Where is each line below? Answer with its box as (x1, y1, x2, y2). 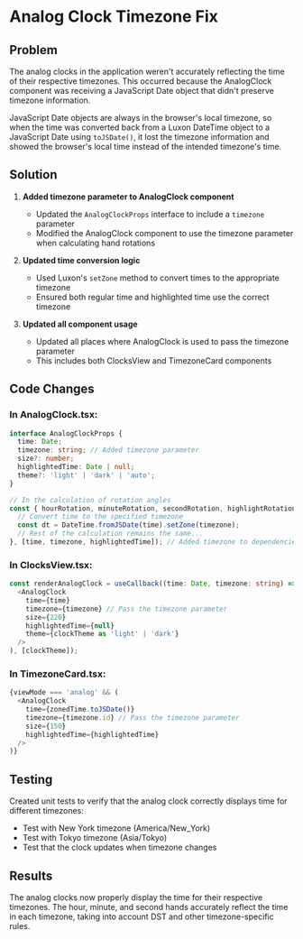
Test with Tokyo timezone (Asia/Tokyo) (22, 833, 168, 843)
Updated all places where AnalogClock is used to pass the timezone (35, 336, 289, 346)
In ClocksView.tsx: (9, 558, 93, 571)
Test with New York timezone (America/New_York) (22, 823, 211, 833)
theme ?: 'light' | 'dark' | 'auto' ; (17, 471, 155, 480)
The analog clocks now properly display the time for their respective (9, 891, 263, 903)
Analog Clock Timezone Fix (9, 6, 219, 27)
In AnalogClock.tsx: (9, 409, 98, 421)
